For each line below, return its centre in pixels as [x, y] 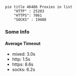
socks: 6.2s [23, 70]
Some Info [17, 31]
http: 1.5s [21, 59]
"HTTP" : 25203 [29, 11]
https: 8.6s [23, 64]
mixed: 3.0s [23, 54]
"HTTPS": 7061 [28, 15]
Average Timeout [23, 43]
